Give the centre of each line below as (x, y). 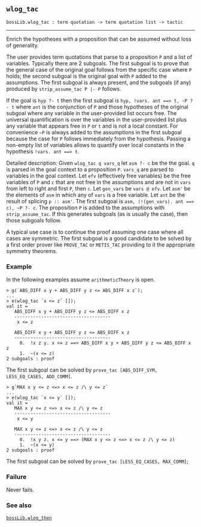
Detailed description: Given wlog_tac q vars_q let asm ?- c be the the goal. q (100, 163)
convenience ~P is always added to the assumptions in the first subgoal (94, 132)
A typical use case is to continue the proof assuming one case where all (95, 232)
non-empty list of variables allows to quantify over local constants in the (95, 145)
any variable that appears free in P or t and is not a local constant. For (92, 126)
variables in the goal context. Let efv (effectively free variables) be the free (99, 176)
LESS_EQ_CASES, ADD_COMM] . (39, 377)
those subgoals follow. (34, 220)
